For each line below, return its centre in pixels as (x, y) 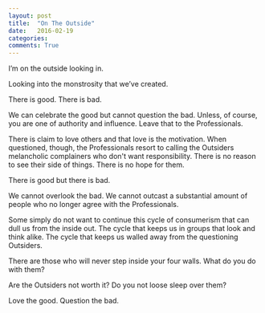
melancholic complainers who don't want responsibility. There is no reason (132, 156)
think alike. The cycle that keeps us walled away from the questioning (123, 237)
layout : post (30, 16)
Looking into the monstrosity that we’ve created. (88, 84)
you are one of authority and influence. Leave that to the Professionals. (126, 124)
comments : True (34, 46)
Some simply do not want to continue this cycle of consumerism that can (129, 220)
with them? (27, 270)
